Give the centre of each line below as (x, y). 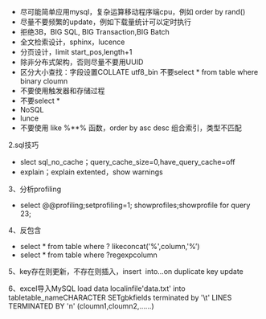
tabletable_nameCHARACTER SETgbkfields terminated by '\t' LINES (120, 297)
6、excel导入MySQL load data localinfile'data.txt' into (97, 288)
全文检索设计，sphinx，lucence (72, 42)
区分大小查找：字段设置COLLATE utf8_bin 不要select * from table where (139, 72)
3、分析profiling (35, 189)
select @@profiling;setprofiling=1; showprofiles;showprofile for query (135, 205)
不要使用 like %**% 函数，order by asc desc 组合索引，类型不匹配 (131, 128)
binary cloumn (44, 81)
